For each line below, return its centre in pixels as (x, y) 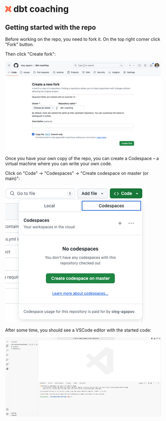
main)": (13, 178)
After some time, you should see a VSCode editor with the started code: (78, 330)
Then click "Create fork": (30, 54)
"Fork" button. (20, 44)
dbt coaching (41, 9)
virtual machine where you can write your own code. (59, 164)
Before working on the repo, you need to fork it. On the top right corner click (83, 39)
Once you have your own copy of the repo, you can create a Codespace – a (82, 158)
